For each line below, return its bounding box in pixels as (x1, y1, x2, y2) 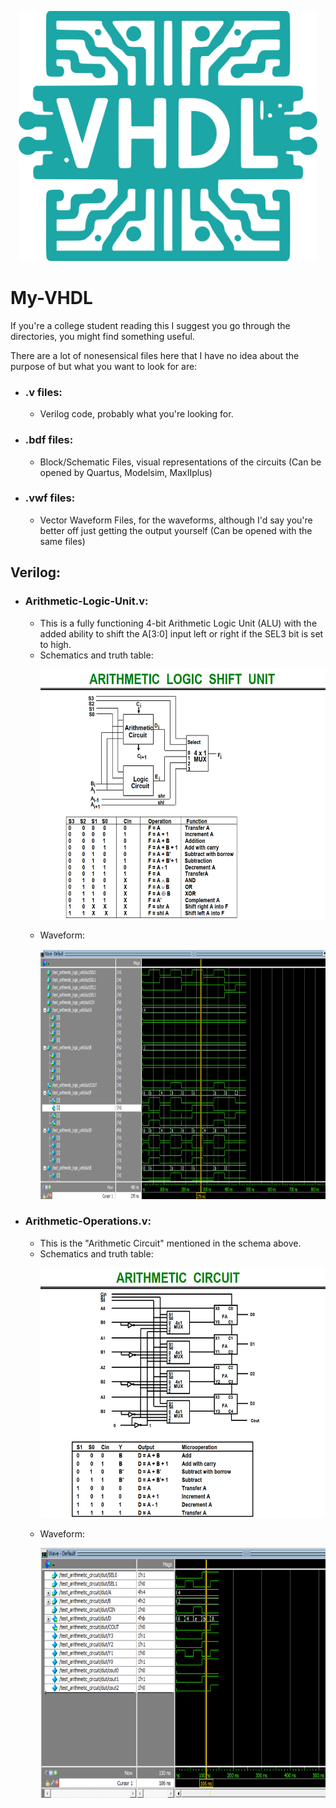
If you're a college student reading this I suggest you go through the (10, 319, 291, 331)
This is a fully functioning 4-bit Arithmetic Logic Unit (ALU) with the (39, 617, 318, 629)
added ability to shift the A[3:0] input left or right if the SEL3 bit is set (39, 627, 324, 640)
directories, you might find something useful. (10, 330, 195, 342)
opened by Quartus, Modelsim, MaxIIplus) (39, 466, 213, 478)
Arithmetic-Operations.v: (24, 1214, 152, 1228)
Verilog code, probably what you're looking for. (39, 408, 234, 420)
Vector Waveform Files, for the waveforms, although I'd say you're (39, 514, 313, 526)
